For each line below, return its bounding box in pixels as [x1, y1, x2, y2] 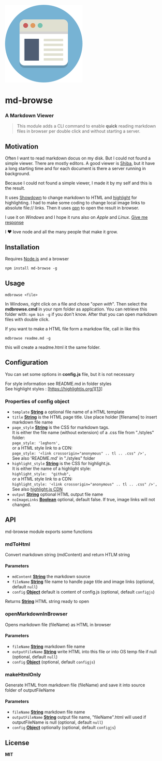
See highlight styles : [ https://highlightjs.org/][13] [5, 386, 103, 391]
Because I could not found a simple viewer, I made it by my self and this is [5, 180, 152, 186]
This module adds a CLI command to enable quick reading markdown [16, 123, 156, 129]
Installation [5, 243, 40, 251]
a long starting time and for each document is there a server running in [5, 165, 146, 172]
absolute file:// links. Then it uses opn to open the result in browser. [5, 205, 139, 211]
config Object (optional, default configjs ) [12, 659, 95, 664]
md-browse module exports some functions [5, 529, 93, 534]
